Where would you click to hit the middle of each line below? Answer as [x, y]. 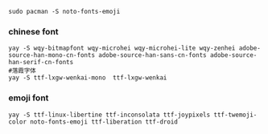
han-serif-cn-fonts [41, 63]
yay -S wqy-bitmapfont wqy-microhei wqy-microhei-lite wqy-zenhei [122, 48]
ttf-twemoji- [235, 115]
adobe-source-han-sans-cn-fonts [152, 55]
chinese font [33, 31]
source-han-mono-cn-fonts [52, 55]
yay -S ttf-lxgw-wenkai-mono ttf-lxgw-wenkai [88, 78]
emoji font [29, 98]
